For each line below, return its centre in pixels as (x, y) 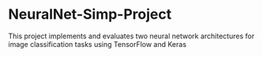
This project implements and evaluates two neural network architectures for (131, 36)
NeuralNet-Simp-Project (90, 14)
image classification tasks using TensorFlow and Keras (98, 44)
